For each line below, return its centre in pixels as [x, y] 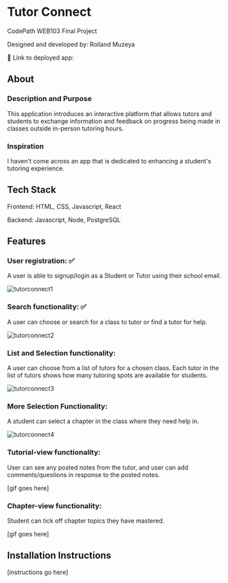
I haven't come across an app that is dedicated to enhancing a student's [109, 161]
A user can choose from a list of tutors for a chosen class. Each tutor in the [113, 368]
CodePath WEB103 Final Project [52, 31]
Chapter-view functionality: [55, 505]
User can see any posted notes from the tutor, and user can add [98, 467]
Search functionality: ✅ [47, 307]
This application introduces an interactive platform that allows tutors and [110, 113]
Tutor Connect [49, 12]
